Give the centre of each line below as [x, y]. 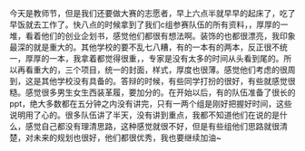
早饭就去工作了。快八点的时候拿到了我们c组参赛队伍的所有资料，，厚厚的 [145, 24]
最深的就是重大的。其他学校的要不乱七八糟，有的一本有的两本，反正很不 [144, 47]
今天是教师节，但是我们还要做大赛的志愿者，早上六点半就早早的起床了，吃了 [152, 13]
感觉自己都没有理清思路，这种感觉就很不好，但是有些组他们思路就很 [152, 126]
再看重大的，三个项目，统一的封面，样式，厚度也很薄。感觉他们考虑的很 [152, 70]
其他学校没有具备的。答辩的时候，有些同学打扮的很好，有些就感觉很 [168, 81]
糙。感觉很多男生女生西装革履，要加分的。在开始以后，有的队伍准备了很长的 [152, 92]
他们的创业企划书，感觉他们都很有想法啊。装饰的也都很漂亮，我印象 [168, 36]
